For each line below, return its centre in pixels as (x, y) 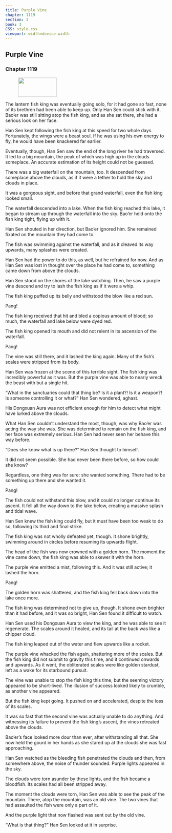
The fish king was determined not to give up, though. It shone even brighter (85, 608)
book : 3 (14, 24)
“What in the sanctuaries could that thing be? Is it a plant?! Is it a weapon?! (84, 392)
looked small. (19, 198)
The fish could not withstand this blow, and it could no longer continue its (83, 500)
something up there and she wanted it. (46, 480)
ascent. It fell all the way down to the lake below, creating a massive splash (84, 506)
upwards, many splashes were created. (47, 249)
